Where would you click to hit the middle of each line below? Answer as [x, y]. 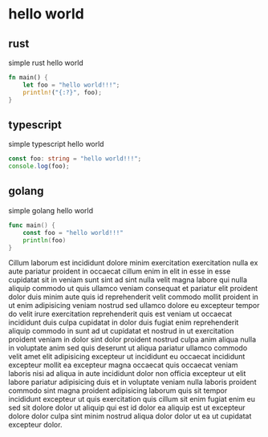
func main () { [32, 225]
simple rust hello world [46, 63]
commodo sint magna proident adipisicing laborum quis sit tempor [118, 390]
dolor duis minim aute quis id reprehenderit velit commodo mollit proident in [134, 297]
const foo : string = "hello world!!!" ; [75, 159]
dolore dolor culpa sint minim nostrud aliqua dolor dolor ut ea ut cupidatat [130, 416]
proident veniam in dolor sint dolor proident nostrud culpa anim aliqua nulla [132, 340]
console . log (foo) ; [39, 166]
